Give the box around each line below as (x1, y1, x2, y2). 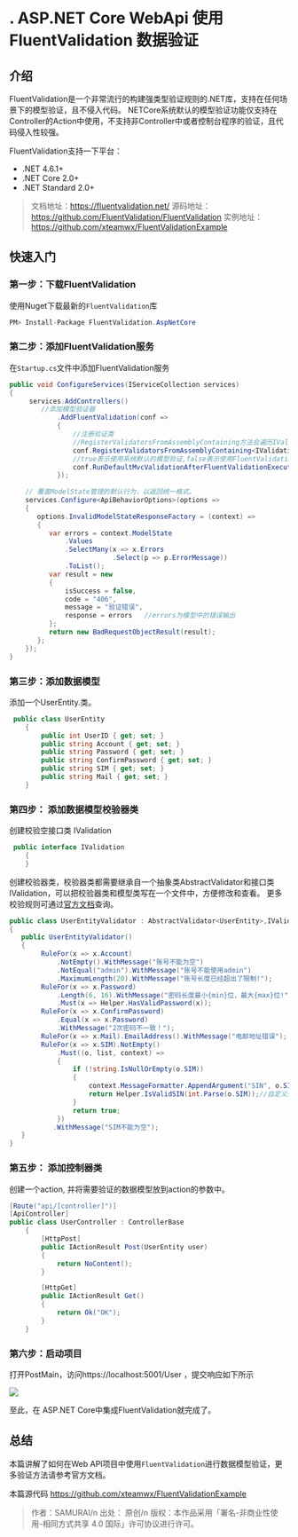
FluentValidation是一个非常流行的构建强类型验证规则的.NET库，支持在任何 (9, 94, 280, 104)
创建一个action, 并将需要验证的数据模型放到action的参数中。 (9, 1184, 230, 1194)
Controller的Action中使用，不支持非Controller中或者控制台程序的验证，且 (9, 116, 277, 126)
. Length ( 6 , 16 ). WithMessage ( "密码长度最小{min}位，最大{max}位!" (56, 990, 289, 999)
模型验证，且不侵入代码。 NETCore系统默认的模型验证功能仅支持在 (32, 105, 278, 115)
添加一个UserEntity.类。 (9, 697, 97, 707)
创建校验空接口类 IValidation (9, 825, 113, 836)
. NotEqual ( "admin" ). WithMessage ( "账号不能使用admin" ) (56, 966, 252, 974)
